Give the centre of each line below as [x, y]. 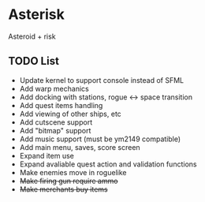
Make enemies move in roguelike [73, 172]
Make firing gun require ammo [69, 181]
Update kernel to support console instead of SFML [101, 80]
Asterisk [36, 15]
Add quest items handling [61, 105]
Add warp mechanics [54, 88]
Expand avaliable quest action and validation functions [108, 164]
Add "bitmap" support [55, 130]
